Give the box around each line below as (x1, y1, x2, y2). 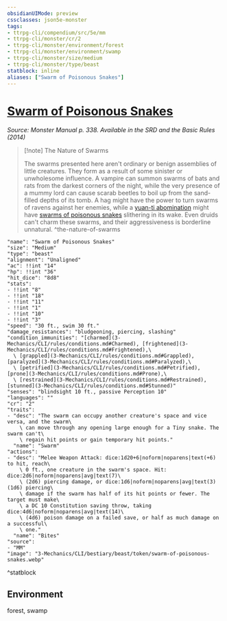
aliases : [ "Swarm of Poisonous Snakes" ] (7, 73, 125, 81)
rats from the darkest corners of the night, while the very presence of (23, 182, 221, 190)
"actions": (7, 448, 38, 456)
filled (23, 196, 38, 204)
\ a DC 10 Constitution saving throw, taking (19, 502, 152, 509)
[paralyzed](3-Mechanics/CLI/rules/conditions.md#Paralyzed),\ (7, 358, 192, 365)
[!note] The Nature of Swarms (23, 147, 109, 155)
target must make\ (7, 496, 60, 504)
